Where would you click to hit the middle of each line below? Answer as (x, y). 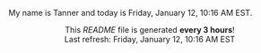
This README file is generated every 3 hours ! (150, 30)
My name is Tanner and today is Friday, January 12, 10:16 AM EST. (130, 13)
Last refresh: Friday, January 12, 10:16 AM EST (150, 39)
